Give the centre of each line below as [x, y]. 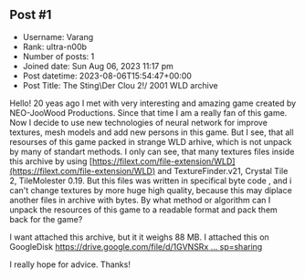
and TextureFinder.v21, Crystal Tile [223, 170]
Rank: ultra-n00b [55, 46]
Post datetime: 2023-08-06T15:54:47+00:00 [107, 76]
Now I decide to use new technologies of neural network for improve [138, 122]
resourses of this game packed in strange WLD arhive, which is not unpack [151, 141]
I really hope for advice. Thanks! [70, 264]
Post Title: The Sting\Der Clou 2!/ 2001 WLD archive [120, 85]
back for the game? [46, 219]
